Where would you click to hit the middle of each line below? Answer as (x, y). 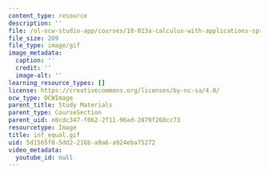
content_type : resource (48, 16)
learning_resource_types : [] (57, 83)
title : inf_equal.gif (44, 135)
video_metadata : (35, 150)
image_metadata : (35, 53)
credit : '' (34, 68)
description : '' (35, 23)
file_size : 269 (34, 38)
